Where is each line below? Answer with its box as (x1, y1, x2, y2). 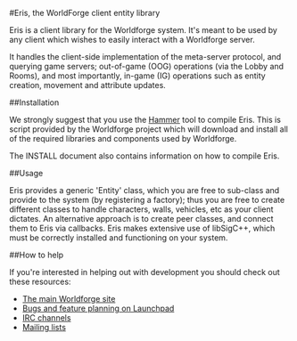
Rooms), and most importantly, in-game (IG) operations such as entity (9, 70, 266, 81)
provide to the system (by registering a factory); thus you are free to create (9, 195, 285, 205)
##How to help (9, 249, 64, 260)
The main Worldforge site (21, 294, 116, 304)
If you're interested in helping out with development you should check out (9, 267, 281, 277)
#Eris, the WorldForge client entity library (9, 8, 161, 18)
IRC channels (21, 313, 71, 323)
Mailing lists (21, 322, 67, 332)
